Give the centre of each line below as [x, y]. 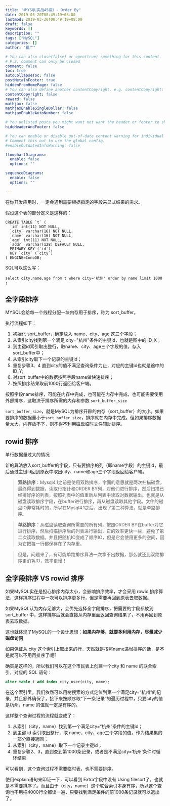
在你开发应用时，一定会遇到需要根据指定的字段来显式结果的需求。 [74, 202]
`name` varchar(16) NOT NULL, [41, 236]
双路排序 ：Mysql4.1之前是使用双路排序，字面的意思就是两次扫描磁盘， [91, 482]
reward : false [20, 99]
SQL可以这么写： [23, 267]
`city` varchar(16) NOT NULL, [41, 231]
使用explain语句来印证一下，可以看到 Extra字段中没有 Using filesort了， [80, 779]
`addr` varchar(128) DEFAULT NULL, [47, 244]
